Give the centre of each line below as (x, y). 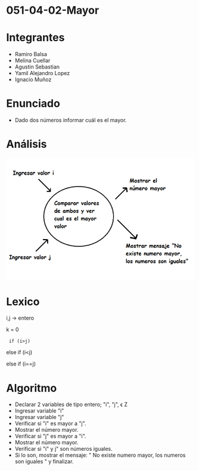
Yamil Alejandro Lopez (42, 73)
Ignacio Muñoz (33, 80)
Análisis (27, 144)
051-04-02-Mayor (53, 10)
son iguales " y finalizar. (44, 461)
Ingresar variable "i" (39, 411)
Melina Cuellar (32, 61)
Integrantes (35, 38)
